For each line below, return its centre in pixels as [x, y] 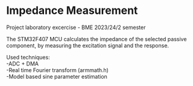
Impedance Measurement [72, 11]
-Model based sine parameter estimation [57, 76]
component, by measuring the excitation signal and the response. [88, 45]
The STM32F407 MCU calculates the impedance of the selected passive [96, 39]
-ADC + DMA [23, 64]
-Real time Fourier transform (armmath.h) [57, 70]
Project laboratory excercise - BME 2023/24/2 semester [76, 27]
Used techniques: [28, 57]
